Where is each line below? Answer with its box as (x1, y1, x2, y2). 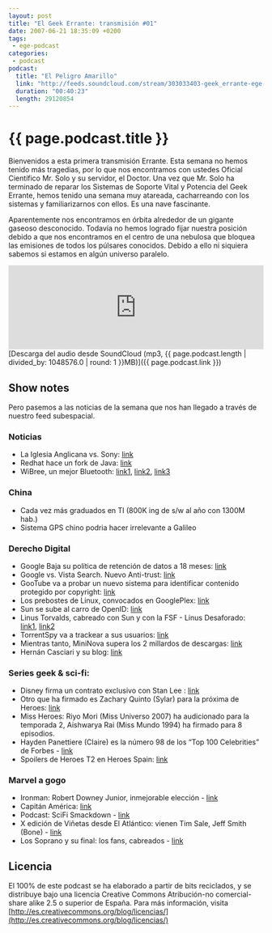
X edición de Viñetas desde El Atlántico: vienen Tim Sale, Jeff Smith (19, 819, 247, 829)
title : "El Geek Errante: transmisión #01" (8, 19, 158, 28)
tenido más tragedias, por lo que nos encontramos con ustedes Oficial (8, 165, 243, 175)
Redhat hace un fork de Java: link (19, 458, 132, 468)
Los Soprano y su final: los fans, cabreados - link (19, 836, 184, 846)
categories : (8, 49, 49, 57)
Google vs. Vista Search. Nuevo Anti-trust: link (19, 570, 176, 579)
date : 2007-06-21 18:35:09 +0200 (8, 27, 121, 35)
